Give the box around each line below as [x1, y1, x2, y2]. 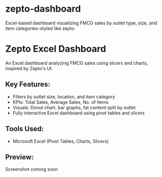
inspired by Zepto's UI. [5, 65, 53, 71]
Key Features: [5, 80, 50, 89]
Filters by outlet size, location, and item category [12, 94, 116, 100]
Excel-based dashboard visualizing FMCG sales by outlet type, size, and [5, 20, 157, 26]
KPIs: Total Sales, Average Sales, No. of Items [12, 99, 109, 105]
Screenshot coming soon [5, 166, 58, 172]
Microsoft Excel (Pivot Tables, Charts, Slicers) [12, 138, 109, 144]
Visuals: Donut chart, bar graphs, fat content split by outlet [12, 104, 136, 110]
